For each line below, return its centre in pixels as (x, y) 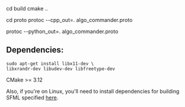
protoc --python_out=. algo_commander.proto (62, 31)
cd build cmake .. (27, 9)
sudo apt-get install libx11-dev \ (50, 64)
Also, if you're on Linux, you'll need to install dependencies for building (93, 91)
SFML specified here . (32, 98)
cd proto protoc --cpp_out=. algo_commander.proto (69, 20)
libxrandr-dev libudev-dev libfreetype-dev (61, 69)
